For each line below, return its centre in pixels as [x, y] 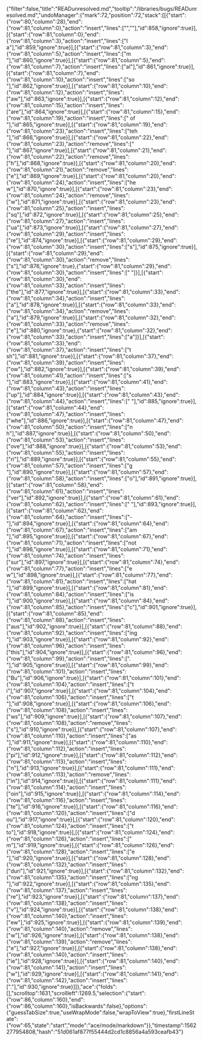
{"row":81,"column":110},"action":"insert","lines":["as [72, 736]
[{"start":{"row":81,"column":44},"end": [55, 408]
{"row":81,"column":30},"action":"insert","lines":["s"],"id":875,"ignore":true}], [102, 247]
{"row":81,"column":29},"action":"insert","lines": [66, 234]
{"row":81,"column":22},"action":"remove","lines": [68, 157]
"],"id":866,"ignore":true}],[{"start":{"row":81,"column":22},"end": [88, 137]
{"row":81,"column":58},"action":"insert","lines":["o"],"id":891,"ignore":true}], [101, 478]
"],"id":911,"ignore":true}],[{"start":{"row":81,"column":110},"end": [87, 742]
